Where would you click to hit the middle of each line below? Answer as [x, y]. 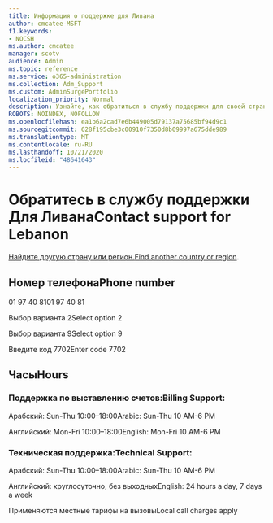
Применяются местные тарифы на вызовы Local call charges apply [123, 510]
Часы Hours [39, 375]
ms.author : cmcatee [41, 46]
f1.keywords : [30, 31]
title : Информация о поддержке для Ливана [81, 16]
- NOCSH [22, 39]
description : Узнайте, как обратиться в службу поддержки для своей [127, 107]
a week [21, 495]
